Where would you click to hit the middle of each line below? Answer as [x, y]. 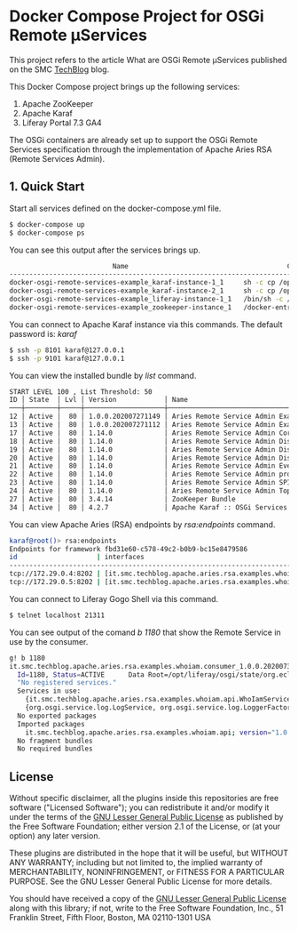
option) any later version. [55, 836]
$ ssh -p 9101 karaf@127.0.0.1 [67, 358]
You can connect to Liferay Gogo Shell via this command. [114, 598]
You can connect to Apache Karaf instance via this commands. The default [146, 324]
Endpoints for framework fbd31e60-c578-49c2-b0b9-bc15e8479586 [129, 549]
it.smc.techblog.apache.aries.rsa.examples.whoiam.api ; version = [149, 732]
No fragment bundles [55, 741]
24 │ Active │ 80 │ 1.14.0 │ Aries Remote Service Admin [142, 491]
